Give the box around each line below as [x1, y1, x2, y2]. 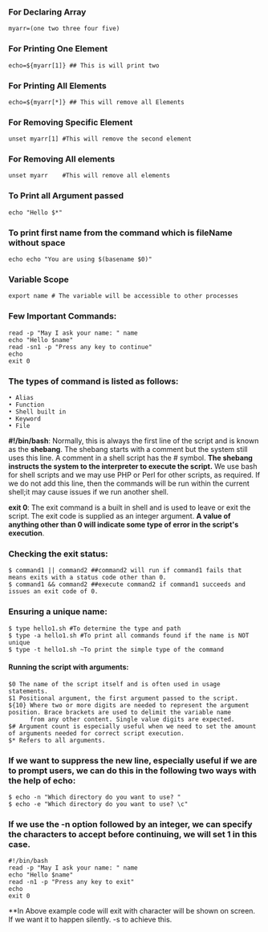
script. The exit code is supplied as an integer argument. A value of [8, 511, 231, 520]
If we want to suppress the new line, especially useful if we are [8, 755, 258, 766]
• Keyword [8, 414, 42, 423]
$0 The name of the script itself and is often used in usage [8, 680, 221, 688]
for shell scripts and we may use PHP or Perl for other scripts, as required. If [8, 470, 261, 479]
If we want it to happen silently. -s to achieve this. [8, 914, 173, 925]
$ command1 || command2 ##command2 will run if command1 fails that [8, 567, 242, 575]
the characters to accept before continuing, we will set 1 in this [8, 828, 258, 840]
